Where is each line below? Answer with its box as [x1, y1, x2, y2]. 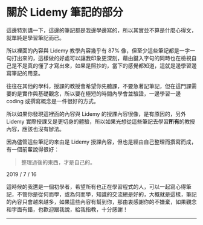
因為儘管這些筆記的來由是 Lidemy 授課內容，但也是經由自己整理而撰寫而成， [6, 138, 197, 145]
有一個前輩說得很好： [6, 145, 59, 153]
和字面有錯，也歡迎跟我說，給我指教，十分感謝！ [6, 206, 128, 213]
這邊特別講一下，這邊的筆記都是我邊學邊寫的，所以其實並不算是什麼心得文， [6, 27, 197, 34]
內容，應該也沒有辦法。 [6, 125, 65, 133]
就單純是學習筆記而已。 [6, 34, 65, 41]
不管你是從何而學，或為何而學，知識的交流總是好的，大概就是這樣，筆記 [16, 191, 197, 198]
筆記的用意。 [11, 69, 43, 77]
